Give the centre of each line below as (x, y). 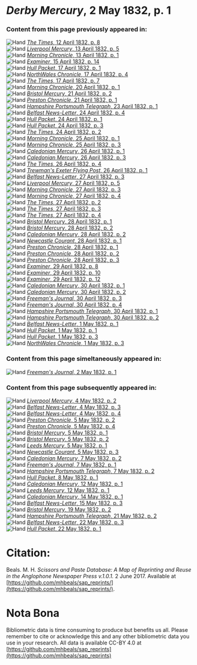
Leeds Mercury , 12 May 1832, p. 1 (68, 490)
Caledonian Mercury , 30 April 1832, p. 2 (76, 292)
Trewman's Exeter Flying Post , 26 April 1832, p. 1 (87, 170)
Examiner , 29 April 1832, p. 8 (62, 266)
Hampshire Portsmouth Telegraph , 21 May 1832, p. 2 (92, 516)
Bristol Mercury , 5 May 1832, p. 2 (68, 439)
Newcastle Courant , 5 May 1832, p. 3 (73, 452)
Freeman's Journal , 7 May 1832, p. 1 (71, 465)
